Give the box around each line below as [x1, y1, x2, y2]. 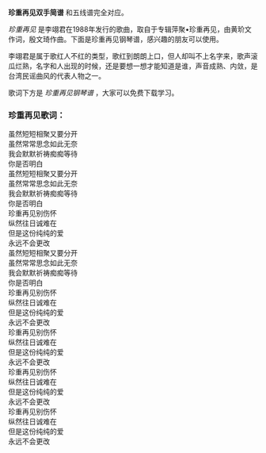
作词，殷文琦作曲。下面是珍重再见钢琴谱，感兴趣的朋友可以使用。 [8, 35, 223, 44]
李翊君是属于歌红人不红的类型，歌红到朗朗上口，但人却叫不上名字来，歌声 [8, 52, 251, 60]
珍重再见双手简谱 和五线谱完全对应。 [8, 8, 128, 17]
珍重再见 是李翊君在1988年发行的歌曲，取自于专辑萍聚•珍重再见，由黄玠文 [8, 25, 252, 34]
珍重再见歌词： [8, 109, 66, 121]
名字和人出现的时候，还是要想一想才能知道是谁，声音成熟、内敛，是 [35, 61, 258, 71]
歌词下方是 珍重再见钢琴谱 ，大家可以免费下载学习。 [8, 88, 179, 98]
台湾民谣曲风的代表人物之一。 [8, 71, 105, 80]
